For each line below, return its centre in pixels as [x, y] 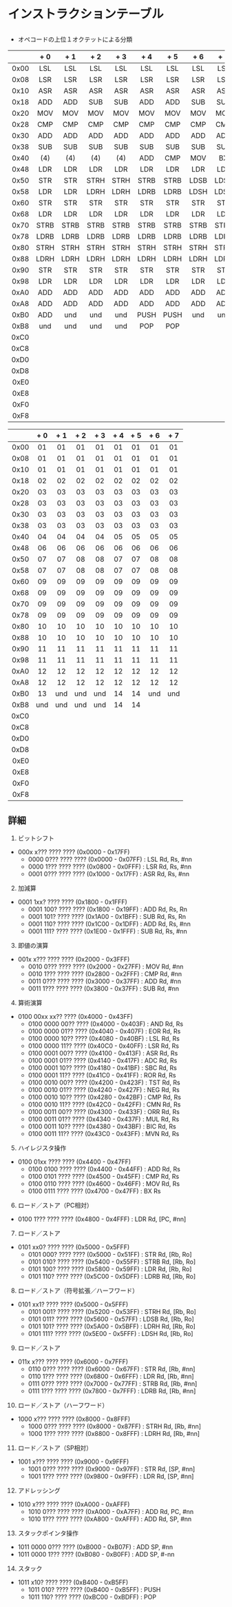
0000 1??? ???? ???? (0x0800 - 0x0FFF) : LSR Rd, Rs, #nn [110, 867]
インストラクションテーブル [86, 14]
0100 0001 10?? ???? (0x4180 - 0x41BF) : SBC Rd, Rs [103, 1068]
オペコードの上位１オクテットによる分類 [75, 39]
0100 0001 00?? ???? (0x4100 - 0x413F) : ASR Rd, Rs [103, 1053]
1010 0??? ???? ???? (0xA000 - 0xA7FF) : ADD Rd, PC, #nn [111, 1512]
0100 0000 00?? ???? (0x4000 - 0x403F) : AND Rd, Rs [106, 1024]
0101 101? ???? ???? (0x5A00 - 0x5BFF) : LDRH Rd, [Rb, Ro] [112, 1326]
